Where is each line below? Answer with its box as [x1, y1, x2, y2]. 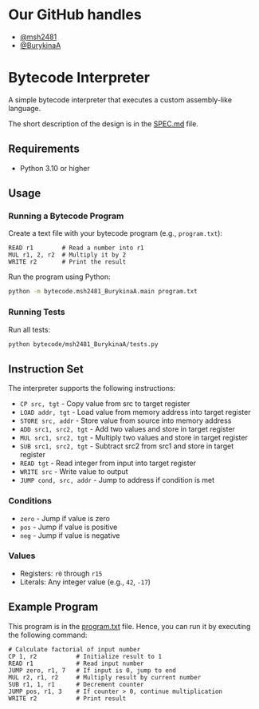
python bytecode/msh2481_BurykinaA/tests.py [8, 340, 159, 349]
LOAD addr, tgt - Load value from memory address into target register [19, 408, 251, 417]
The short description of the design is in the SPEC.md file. [8, 118, 199, 129]
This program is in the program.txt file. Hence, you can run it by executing [8, 621, 251, 631]
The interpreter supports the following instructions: [8, 384, 176, 393]
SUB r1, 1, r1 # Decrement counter [8, 680, 145, 688]
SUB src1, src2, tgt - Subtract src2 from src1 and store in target [19, 441, 233, 451]
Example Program [8, 600, 99, 614]
